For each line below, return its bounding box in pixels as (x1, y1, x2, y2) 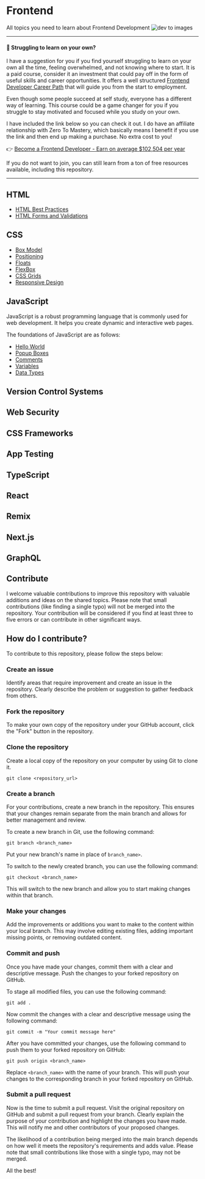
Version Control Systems (6, 386, 104, 396)
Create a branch (6, 789, 55, 798)
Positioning (15, 252, 44, 260)
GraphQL (6, 553, 41, 563)
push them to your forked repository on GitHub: (6, 1046, 126, 1053)
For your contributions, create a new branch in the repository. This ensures (6, 803, 195, 811)
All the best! (6, 1167, 37, 1174)
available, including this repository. (6, 166, 94, 173)
